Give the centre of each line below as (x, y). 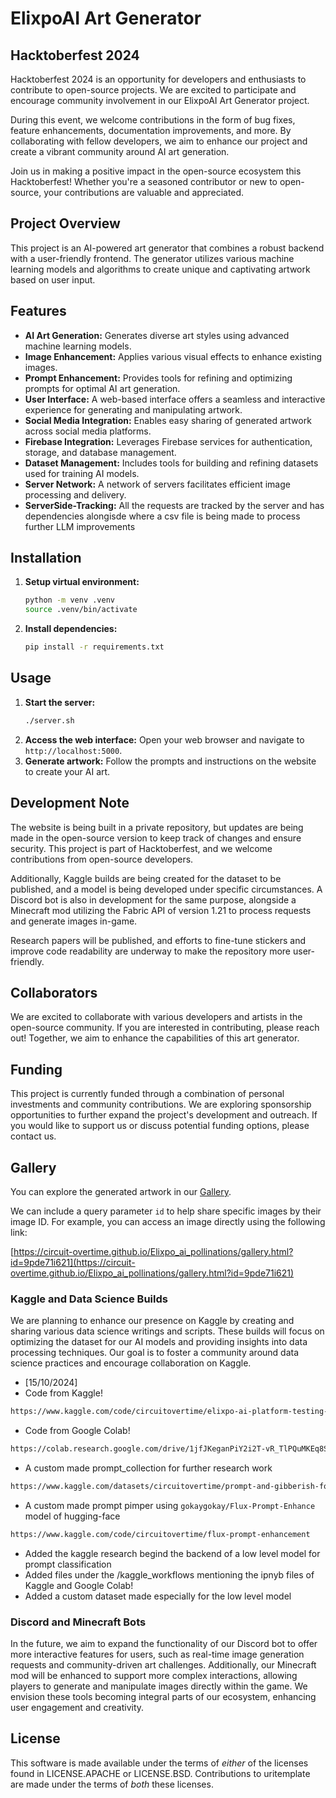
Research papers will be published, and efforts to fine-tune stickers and (158, 940)
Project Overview (65, 223)
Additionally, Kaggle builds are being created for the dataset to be (146, 878)
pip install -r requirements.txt (94, 647)
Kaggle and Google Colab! (79, 1585)
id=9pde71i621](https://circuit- (73, 1262)
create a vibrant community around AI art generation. (120, 151)
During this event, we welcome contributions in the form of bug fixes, (153, 120)
